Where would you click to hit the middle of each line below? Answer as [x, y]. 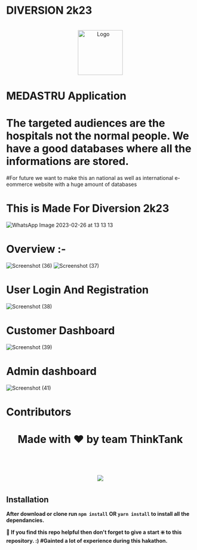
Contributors [39, 412]
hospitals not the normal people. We [98, 136]
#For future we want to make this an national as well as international [90, 178]
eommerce [19, 184]
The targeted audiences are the [86, 123]
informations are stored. [68, 161]
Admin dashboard [51, 371]
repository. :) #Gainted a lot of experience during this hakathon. [87, 541]
